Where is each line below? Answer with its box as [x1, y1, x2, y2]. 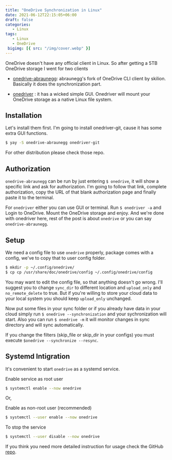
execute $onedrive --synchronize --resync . [5, 337, 99, 343]
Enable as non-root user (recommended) [5, 405, 92, 411]
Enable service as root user [5, 376, 63, 382]
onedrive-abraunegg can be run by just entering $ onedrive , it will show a [5, 178, 159, 184]
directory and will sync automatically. [5, 322, 84, 328]
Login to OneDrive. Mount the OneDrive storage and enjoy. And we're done [5, 210, 164, 216]
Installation [5, 111, 42, 120]
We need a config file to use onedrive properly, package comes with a [5, 249, 154, 255]
